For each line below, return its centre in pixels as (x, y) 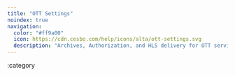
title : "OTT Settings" (40, 13)
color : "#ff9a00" (39, 33)
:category (21, 65)
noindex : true (28, 20)
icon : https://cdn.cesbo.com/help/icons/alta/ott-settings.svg (107, 39)
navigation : (24, 26)
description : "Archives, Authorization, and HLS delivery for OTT (112, 46)
